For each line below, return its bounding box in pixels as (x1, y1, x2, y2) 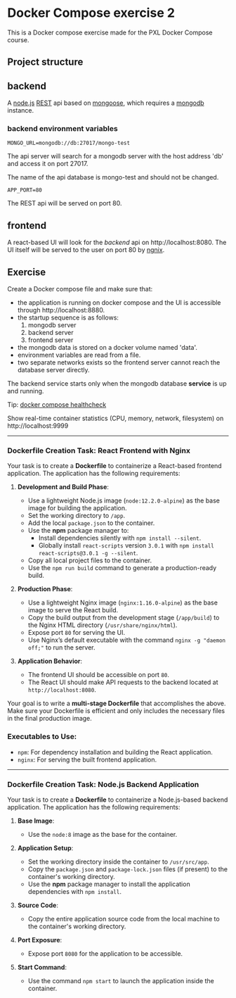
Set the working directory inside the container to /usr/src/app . (27, 857, 209, 866)
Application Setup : (17, 843, 74, 852)
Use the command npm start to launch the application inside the (27, 976, 214, 985)
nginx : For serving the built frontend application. (17, 755, 157, 764)
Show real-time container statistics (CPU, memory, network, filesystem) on (7, 414, 224, 423)
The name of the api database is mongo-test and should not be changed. (7, 173, 219, 182)
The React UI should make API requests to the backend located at (27, 678, 219, 687)
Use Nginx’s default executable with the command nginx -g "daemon (27, 636, 226, 645)
